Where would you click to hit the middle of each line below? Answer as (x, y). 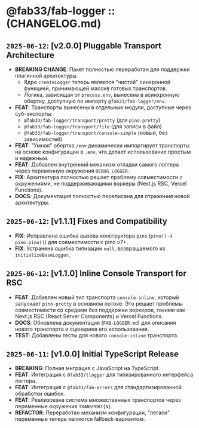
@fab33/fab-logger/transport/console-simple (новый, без (96, 133)
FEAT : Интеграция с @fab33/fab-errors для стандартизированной (98, 387)
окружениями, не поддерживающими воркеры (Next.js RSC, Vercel (101, 184)
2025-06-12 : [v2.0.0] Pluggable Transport (84, 46)
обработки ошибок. (40, 394)
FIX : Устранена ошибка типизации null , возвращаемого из (90, 248)
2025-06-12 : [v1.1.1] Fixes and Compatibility (87, 221)
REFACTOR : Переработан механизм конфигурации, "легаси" (92, 412)
